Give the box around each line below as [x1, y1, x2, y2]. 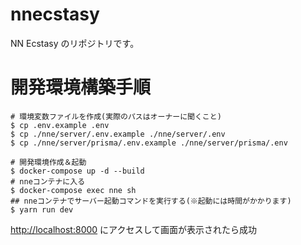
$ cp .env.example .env [10, 120, 110, 130]
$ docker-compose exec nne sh [10, 185, 137, 195]
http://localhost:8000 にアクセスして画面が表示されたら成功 [10, 223, 257, 235]
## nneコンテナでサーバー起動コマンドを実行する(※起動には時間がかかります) [10, 196, 292, 206]
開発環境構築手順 [10, 76, 152, 99]
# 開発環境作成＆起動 [10, 157, 87, 167]
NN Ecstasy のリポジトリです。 [10, 37, 140, 49]
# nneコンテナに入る [10, 176, 86, 187]
